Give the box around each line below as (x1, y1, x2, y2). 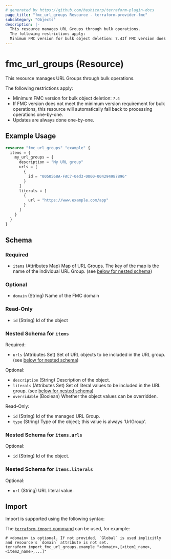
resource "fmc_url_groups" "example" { (5, 145, 91, 150)
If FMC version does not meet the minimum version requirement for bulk (12, 101, 165, 107)
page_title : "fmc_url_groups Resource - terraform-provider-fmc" (5, 12, 147, 17)
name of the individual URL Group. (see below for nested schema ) (12, 268, 153, 274)
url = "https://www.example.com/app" (28, 198, 109, 203)
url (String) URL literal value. (12, 487, 74, 493)
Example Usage (5, 132, 56, 141)
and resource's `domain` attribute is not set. (5, 540, 109, 545)
